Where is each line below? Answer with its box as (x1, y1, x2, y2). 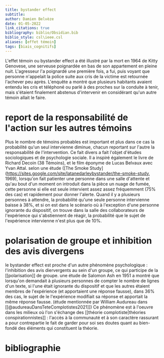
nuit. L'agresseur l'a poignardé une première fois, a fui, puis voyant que (5, 68, 150, 74)
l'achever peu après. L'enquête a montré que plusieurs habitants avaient (5, 79, 152, 85)
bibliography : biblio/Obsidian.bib (5, 30, 79, 35)
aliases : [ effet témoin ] (5, 40, 56, 45)
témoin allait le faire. (5, 95, 46, 101)
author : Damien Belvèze (5, 16, 54, 21)
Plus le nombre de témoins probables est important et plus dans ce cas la (5, 139, 155, 145)
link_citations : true (5, 26, 50, 31)
